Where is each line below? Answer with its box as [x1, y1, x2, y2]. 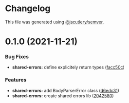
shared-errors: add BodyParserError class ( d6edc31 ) [12, 87, 119, 93]
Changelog [5, 3, 51, 14]
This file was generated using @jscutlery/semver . [5, 19, 104, 25]
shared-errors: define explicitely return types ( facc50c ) [12, 64, 125, 70]
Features [5, 76, 27, 83]
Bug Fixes [5, 53, 29, 60]
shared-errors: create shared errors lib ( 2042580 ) [12, 93, 114, 99]
